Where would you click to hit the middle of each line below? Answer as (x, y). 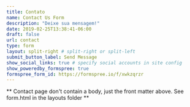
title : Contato (26, 12)
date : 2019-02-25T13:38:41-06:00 (49, 29)
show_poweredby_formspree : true (47, 68)
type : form (20, 46)
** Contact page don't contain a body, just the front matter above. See (95, 91)
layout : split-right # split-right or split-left (71, 52)
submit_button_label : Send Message (52, 57)
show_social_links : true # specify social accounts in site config (94, 63)
